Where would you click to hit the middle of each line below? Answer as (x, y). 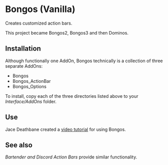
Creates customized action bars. (39, 23)
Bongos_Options (29, 86)
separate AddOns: (24, 66)
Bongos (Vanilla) (40, 9)
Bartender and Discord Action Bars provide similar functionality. (71, 157)
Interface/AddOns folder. (31, 101)
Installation (23, 49)
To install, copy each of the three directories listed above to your (72, 96)
